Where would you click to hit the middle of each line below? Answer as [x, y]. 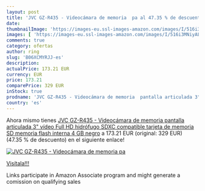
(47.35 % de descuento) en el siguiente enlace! [66, 139]
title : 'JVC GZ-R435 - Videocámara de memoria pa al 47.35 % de [91, 18]
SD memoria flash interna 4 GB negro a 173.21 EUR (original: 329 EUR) [95, 133]
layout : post [23, 12]
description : [23, 63]
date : [13, 23]
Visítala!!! [18, 163]
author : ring [23, 52]
